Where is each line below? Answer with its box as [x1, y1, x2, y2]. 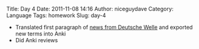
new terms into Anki [15, 30, 66, 37]
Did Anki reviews [15, 37, 58, 43]
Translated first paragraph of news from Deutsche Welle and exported [15, 24, 193, 31]
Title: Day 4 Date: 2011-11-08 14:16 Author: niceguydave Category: [6, 6, 174, 12]
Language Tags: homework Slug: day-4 [6, 12, 106, 19]
